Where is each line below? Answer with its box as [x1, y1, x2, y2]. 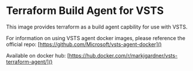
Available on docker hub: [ [6, 52, 69, 59]
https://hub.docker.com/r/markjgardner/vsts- [69, 52, 178, 59]
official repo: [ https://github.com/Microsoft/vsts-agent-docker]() [6, 41, 162, 48]
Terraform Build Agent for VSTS [6, 4, 164, 17]
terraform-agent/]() [6, 58, 53, 65]
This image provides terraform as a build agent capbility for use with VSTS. [6, 23, 188, 30]
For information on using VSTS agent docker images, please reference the [6, 34, 186, 41]
